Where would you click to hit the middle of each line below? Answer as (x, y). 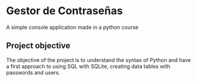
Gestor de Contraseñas (65, 11)
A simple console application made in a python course (72, 27)
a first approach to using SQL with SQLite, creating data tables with (88, 66)
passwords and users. (33, 73)
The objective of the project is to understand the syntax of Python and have (99, 60)
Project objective (38, 46)
